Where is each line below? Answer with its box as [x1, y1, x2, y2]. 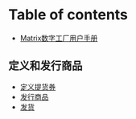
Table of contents [8, 6, 129, 24]
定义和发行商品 [8, 59, 83, 73]
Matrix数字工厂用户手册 [19, 33, 98, 43]
